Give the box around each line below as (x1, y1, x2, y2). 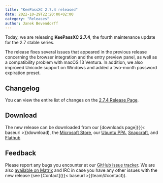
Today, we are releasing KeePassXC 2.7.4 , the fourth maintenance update (5, 34, 156, 40)
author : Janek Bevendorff (5, 21, 58, 26)
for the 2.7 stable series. (5, 40, 55, 46)
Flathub (5, 134, 21, 140)
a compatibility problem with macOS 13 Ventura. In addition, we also (5, 59, 143, 65)
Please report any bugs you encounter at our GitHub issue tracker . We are (5, 162, 155, 168)
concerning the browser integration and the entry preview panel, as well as (5, 54, 158, 60)
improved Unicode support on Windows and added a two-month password (5, 65, 157, 71)
